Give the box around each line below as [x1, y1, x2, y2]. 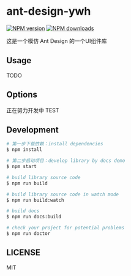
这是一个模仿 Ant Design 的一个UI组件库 [6, 37, 107, 44]
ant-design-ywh [6, 4, 91, 18]
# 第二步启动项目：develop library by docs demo [6, 158, 125, 164]
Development [6, 125, 59, 135]
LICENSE [6, 247, 41, 258]
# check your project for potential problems [6, 225, 124, 231]
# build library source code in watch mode [6, 191, 119, 197]
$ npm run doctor [6, 231, 51, 237]
